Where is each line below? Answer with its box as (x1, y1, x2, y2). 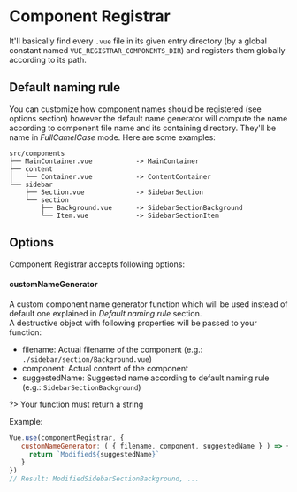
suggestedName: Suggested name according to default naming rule (21, 372, 270, 383)
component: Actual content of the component (21, 363, 188, 373)
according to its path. (9, 54, 87, 65)
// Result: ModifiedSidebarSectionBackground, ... (9, 474, 200, 484)
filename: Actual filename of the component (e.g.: (21, 344, 203, 355)
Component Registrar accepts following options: (9, 259, 186, 269)
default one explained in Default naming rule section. (9, 308, 202, 318)
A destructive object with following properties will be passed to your (9, 317, 258, 328)
